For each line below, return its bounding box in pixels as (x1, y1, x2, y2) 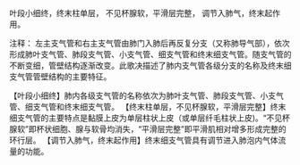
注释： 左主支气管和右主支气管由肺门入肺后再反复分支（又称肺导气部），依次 (9, 38, 290, 48)
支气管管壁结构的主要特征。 (9, 71, 112, 82)
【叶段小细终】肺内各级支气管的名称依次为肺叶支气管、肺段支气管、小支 (9, 90, 276, 101)
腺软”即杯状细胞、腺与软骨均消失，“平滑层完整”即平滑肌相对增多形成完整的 (9, 124, 287, 134)
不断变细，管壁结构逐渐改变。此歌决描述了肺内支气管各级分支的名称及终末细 (9, 61, 292, 70)
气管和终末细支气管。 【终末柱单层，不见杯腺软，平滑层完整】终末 (39, 102, 287, 111)
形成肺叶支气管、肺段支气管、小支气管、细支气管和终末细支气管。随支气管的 (9, 49, 292, 60)
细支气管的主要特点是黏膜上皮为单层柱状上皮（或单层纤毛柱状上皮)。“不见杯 (9, 112, 291, 123)
